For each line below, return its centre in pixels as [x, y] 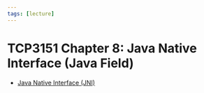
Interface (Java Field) [71, 63]
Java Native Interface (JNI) [56, 83]
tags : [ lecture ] [31, 14]
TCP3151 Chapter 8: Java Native [102, 48]
